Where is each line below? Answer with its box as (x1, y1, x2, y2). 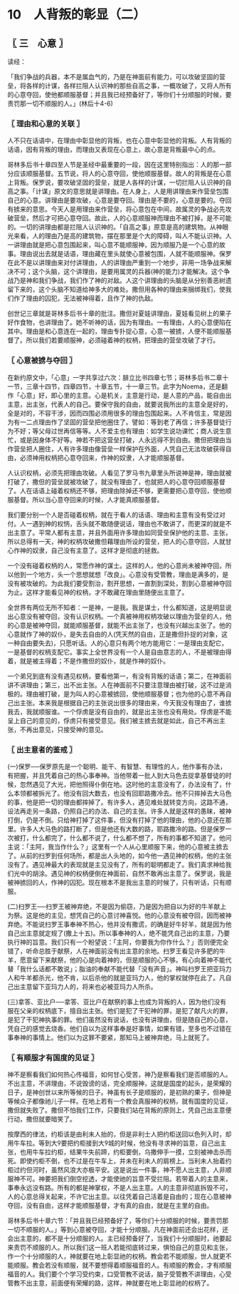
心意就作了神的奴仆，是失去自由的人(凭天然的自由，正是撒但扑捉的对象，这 (7, 630, 228, 638)
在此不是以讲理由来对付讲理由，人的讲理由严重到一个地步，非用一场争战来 (7, 258, 225, 267)
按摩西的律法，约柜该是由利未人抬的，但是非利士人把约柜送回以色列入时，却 (7, 1130, 232, 1139)
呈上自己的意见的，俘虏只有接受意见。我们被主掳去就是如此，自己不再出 (7, 716, 219, 724)
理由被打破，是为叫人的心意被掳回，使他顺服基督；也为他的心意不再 (26, 689, 225, 698)
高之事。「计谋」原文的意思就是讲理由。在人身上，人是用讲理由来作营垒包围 (7, 187, 229, 196)
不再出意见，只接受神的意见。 (19, 725, 107, 734)
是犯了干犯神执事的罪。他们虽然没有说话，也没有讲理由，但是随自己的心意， (7, 1015, 232, 1024)
